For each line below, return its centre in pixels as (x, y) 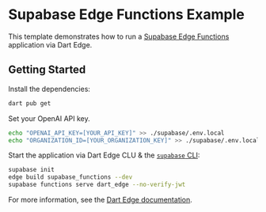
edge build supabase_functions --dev (70, 177)
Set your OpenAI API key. (49, 118)
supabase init (32, 170)
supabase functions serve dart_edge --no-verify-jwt (97, 185)
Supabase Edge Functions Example (127, 15)
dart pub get (30, 103)
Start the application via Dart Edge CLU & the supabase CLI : (104, 155)
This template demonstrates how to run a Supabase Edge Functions (119, 36)
